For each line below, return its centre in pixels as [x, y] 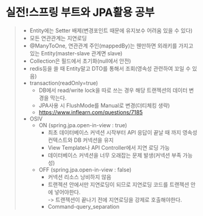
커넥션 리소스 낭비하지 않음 [80, 176]
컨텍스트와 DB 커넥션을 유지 [81, 140]
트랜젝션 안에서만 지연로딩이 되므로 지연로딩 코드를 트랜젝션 [119, 184]
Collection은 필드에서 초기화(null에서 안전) [80, 61]
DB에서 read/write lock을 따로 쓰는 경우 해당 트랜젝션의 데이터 [113, 90]
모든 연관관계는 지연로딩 [58, 38]
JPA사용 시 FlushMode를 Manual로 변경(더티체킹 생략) [104, 105]
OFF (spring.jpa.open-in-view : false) [85, 169]
